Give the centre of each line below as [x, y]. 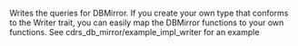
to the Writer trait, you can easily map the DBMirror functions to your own [147, 23]
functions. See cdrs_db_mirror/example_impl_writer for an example [134, 32]
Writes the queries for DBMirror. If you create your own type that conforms [149, 13]
